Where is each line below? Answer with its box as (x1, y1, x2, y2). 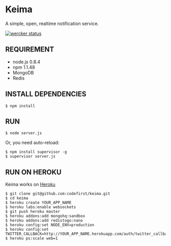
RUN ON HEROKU (5, 167, 62, 177)
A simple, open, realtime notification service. (5, 20, 99, 27)
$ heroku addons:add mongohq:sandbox (5, 213, 85, 219)
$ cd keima (5, 195, 28, 201)
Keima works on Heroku (5, 181, 56, 187)
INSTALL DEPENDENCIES (5, 90, 87, 99)
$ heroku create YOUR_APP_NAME (5, 200, 72, 205)
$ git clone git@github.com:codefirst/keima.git (5, 191, 110, 196)
